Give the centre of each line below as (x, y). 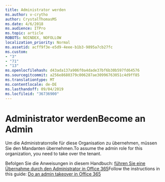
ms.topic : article (24, 33)
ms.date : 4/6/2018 (24, 24)
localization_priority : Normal (38, 43)
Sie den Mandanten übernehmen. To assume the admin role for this (74, 148)
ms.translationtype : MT (30, 80)
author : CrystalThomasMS (31, 19)
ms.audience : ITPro (25, 29)
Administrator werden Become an (75, 119)
